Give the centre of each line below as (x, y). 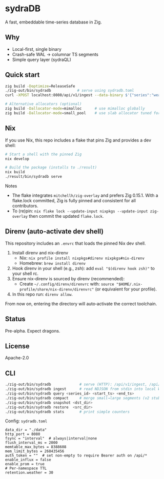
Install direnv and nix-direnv (40, 252)
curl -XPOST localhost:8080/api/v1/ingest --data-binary (64, 95)
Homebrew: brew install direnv (52, 263)
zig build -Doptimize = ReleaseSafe (40, 86)
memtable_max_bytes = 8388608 (36, 447)
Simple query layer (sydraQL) (42, 60)
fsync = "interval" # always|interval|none (51, 438)
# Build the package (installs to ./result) (51, 167)
